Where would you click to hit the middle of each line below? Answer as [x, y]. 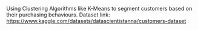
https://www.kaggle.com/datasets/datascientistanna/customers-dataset [96, 21]
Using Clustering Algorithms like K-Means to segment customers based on [99, 9]
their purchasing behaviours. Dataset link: [58, 15]
